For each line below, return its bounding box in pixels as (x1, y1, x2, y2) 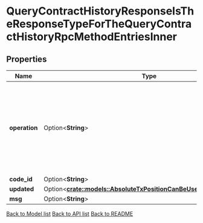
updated (9, 185, 34, 193)
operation (9, 124, 38, 132)
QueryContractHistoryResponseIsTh (6, 4, 195, 18)
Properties (6, 54, 47, 64)
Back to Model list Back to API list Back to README (6, 210, 134, 217)
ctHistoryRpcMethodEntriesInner (6, 30, 177, 44)
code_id (9, 175, 33, 183)
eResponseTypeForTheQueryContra (6, 17, 192, 31)
